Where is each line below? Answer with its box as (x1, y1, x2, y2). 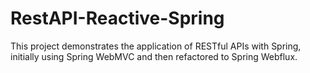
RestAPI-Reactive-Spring (10, 7, 225, 30)
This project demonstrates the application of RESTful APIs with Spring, (10, 40, 302, 52)
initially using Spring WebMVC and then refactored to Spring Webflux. (10, 50, 298, 62)
